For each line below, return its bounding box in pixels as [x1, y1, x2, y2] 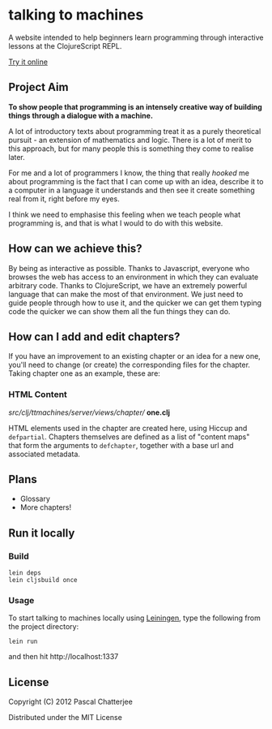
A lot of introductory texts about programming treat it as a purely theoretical [8, 126, 261, 136]
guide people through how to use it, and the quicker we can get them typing [8, 298, 261, 308]
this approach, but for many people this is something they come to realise [8, 144, 254, 153]
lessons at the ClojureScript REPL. [8, 41, 122, 50]
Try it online [8, 57, 49, 67]
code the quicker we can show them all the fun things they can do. [8, 306, 231, 316]
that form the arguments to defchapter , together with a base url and [8, 440, 234, 450]
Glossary [19, 494, 51, 504]
